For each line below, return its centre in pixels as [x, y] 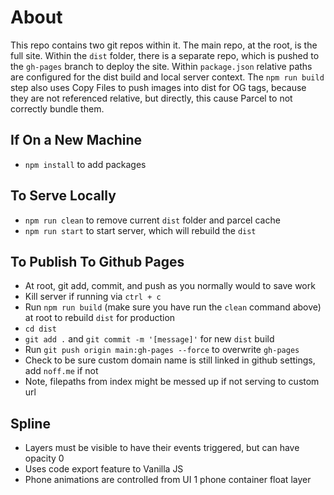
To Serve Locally [63, 196]
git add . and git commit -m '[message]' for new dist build [149, 339]
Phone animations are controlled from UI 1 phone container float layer [168, 480]
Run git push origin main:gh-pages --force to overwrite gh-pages [162, 350]
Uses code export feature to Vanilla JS [104, 469]
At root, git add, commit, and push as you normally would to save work [170, 286]
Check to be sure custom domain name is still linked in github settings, [170, 360]
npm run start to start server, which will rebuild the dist [140, 230]
